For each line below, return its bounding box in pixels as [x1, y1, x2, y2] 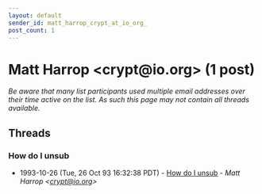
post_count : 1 [8, 26, 56, 34]
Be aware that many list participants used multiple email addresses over [8, 86, 246, 96]
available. [8, 104, 41, 113]
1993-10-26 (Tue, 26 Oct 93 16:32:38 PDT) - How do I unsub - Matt [19, 168, 241, 177]
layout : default [8, 11, 62, 20]
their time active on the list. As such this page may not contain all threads [8, 95, 250, 105]
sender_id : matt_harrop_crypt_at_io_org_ [8, 19, 148, 27]
